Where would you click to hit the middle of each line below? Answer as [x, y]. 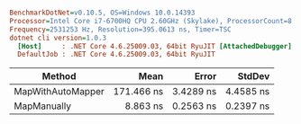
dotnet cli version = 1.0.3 [58, 38]
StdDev [254, 76]
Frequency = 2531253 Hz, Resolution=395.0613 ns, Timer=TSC [120, 29]
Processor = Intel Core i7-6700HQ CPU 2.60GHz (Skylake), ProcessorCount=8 [151, 21]
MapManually [43, 106]
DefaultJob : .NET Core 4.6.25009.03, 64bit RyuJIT [117, 55]
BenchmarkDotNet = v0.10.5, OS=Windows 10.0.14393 [102, 13]
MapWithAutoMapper [59, 92]
